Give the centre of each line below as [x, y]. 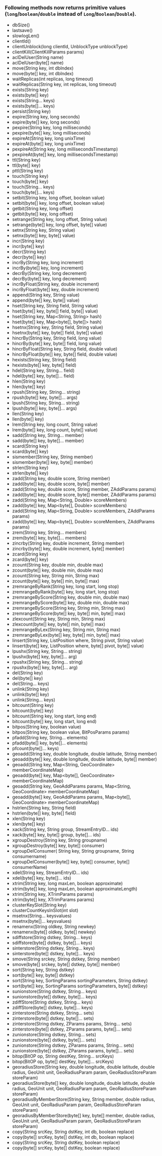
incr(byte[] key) [28, 246]
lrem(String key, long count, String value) [55, 425]
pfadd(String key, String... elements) [50, 738]
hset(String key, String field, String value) [55, 306]
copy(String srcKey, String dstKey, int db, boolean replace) [73, 1132]
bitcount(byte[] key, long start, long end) [54, 722]
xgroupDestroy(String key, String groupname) [59, 840]
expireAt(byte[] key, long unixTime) [49, 144]
